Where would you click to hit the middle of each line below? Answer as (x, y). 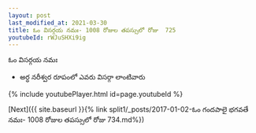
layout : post (30, 15)
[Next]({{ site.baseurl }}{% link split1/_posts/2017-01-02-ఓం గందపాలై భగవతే (128, 109)
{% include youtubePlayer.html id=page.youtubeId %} (96, 94)
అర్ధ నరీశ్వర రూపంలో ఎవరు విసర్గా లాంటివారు (82, 77)
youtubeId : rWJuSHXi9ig (47, 37)
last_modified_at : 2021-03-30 (58, 23)
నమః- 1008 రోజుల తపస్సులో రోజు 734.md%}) (76, 120)
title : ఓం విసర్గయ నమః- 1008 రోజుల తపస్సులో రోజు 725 (92, 30)
